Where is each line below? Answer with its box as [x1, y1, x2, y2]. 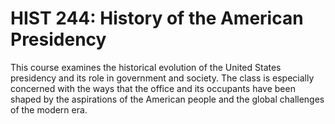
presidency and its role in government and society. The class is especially [10, 72, 315, 84]
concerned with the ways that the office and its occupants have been [10, 82, 296, 94]
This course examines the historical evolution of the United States [10, 61, 282, 73]
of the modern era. [10, 103, 88, 116]
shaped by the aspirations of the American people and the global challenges [10, 93, 325, 105]
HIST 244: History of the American [10, 7, 304, 30]
